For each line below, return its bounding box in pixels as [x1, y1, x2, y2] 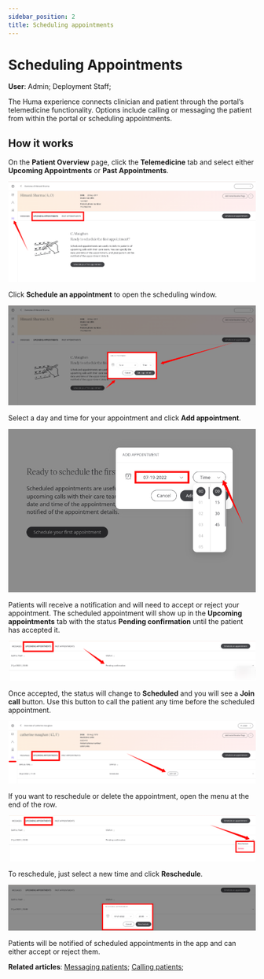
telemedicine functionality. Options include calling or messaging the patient [8, 105, 252, 115]
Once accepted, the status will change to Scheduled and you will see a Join [8, 689, 255, 698]
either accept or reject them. [8, 947, 101, 956]
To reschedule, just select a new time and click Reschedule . [8, 870, 203, 879]
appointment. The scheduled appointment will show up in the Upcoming [8, 608, 243, 618]
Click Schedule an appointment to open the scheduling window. [8, 290, 218, 299]
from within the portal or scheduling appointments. [8, 114, 173, 124]
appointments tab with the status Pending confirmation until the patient [8, 617, 244, 626]
